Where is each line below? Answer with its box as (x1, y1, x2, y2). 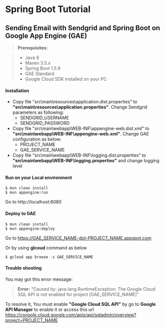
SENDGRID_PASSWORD (20, 120, 70, 126)
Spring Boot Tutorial (5, 4, 91, 15)
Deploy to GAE (5, 211, 36, 216)
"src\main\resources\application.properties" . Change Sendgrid (12, 104, 147, 110)
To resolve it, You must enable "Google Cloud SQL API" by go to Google (5, 301, 156, 307)
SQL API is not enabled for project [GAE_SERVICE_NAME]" (17, 291, 139, 297)
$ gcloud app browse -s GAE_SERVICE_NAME (5, 254, 94, 259)
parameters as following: (12, 109, 64, 115)
